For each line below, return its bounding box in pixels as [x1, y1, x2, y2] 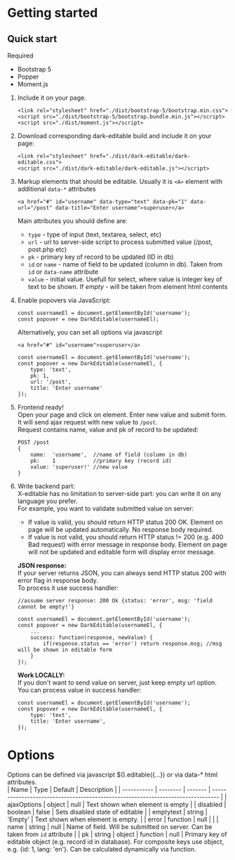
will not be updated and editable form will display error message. [27, 548, 216, 556]
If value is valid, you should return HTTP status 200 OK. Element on [27, 518, 223, 526]
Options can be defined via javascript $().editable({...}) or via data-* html [7, 770, 218, 779]
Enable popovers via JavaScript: [17, 296, 111, 304]
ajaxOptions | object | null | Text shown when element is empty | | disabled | [7, 800, 227, 808]
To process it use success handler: [17, 584, 119, 592]
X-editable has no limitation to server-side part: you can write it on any [17, 490, 222, 497]
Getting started [7, 5, 98, 21]
